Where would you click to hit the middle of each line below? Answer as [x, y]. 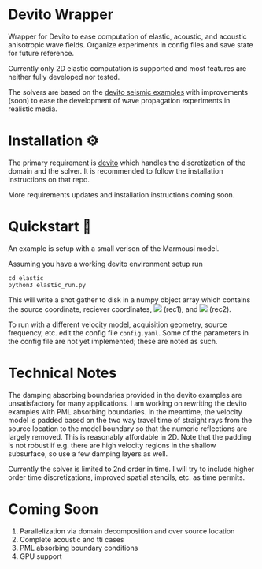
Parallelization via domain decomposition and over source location [127, 531]
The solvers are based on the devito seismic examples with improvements [128, 92]
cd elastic [26, 278]
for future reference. [41, 53]
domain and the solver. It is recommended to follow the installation [116, 170]
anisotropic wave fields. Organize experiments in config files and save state [131, 44]
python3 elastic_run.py [47, 285]
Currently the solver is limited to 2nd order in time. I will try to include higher [131, 469]
